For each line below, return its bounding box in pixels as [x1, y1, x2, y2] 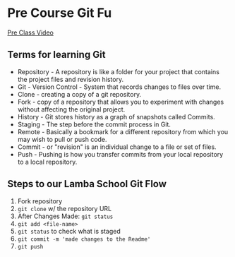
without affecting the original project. [17, 104, 126, 114]
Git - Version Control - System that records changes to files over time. [17, 83, 221, 91]
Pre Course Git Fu [7, 5, 112, 21]
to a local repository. [17, 157, 78, 166]
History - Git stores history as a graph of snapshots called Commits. [17, 112, 215, 121]
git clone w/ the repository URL [17, 204, 112, 213]
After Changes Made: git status [17, 212, 114, 220]
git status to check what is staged [17, 227, 121, 235]
